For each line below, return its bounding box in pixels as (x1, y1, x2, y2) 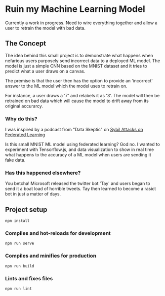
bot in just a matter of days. (5, 191, 61, 197)
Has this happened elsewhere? (5, 169, 81, 176)
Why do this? (5, 115, 38, 122)
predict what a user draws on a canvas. (5, 68, 85, 74)
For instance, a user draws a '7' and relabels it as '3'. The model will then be (5, 92, 160, 98)
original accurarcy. (5, 103, 43, 109)
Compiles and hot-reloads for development (5, 230, 111, 237)
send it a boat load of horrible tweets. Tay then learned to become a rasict (5, 186, 156, 192)
